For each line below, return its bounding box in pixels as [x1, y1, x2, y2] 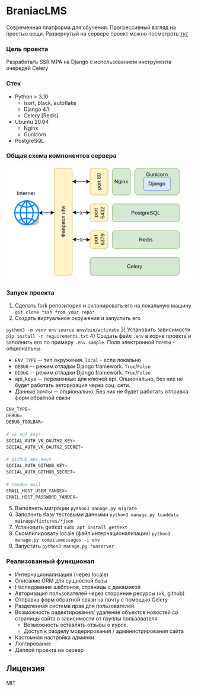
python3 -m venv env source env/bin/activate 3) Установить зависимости [6, 326, 191, 333]
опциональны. [6, 345, 43, 352]
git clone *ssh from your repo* [14, 309, 95, 315]
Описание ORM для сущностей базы [14, 577, 108, 584]
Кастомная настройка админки [14, 634, 95, 641]
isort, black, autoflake [23, 99, 77, 106]
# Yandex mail [6, 481, 41, 487]
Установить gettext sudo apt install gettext [14, 523, 128, 531]
